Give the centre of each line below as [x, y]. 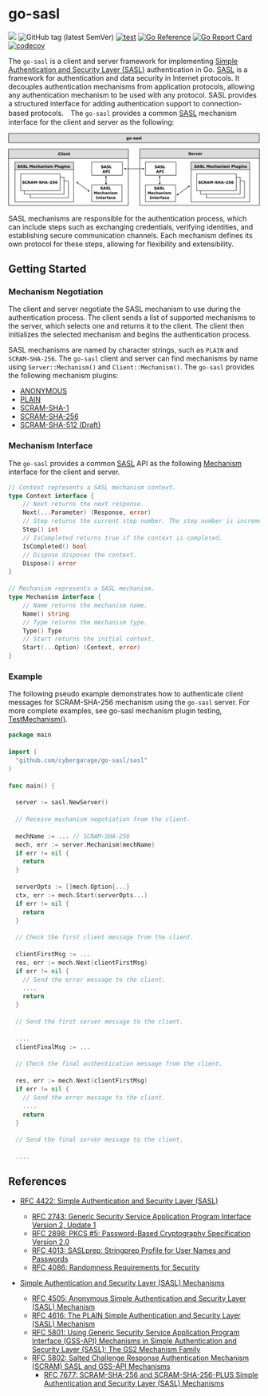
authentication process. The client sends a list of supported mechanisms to [132, 317]
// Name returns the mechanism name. [85, 605]
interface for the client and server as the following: [91, 122]
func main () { [32, 786]
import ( [23, 752]
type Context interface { [51, 496]
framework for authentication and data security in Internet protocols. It [124, 78]
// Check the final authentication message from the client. [119, 1064]
